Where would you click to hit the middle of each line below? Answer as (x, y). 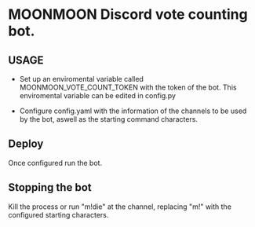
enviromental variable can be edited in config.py (98, 95)
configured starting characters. (58, 214)
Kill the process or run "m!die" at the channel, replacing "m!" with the (120, 207)
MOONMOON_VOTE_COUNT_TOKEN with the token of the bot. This (128, 87)
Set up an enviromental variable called (81, 79)
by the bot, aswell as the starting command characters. (109, 119)
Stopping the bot (50, 187)
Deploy (26, 144)
